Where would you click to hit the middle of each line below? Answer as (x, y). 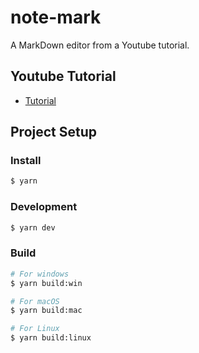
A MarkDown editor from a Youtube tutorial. (100, 45)
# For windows (40, 274)
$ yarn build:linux (51, 338)
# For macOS (35, 301)
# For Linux (35, 329)
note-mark (56, 17)
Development (44, 207)
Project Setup (54, 132)
